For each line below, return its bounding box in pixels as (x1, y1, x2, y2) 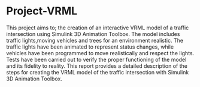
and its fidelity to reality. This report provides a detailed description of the (6, 62, 187, 70)
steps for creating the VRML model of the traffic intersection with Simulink (6, 68, 189, 76)
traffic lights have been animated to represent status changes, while (6, 43, 174, 50)
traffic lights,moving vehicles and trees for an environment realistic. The (6, 37, 184, 44)
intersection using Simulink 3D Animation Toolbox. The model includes (6, 30, 180, 37)
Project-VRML (6, 4, 78, 18)
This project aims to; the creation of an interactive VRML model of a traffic (6, 24, 189, 31)
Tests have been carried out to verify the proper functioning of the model (6, 56, 187, 63)
